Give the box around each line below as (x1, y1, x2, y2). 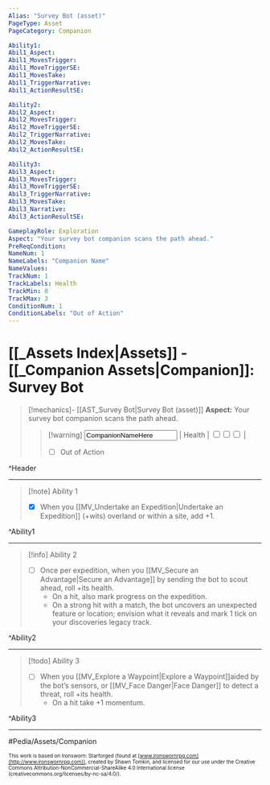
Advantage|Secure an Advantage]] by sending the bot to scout (39, 575, 248, 585)
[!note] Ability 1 (27, 486, 79, 496)
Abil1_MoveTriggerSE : (8, 64, 81, 72)
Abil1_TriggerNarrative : (8, 78, 92, 87)
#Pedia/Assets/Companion (8, 737, 97, 746)
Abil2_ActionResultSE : (8, 146, 84, 154)
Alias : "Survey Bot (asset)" (8, 11, 106, 20)
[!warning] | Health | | (47, 430, 247, 440)
